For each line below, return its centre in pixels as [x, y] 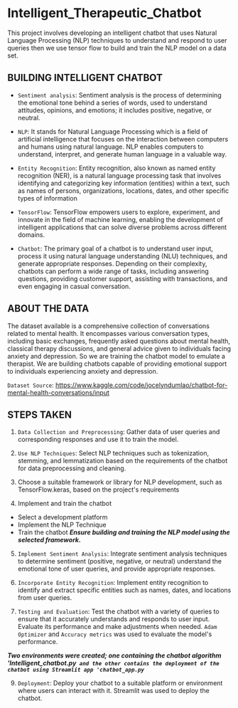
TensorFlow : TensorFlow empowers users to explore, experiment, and [119, 212]
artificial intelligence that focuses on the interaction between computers [123, 139]
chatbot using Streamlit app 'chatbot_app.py [76, 670]
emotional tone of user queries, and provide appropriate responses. [117, 569]
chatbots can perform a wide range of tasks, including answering [113, 271]
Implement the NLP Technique [62, 525]
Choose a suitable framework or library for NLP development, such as [120, 482]
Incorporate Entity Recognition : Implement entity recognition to [113, 583]
